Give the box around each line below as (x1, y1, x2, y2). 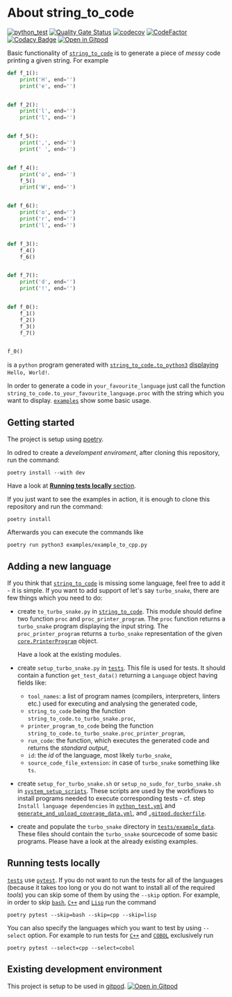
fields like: (17, 678, 47, 687)
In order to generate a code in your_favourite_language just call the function (7, 381, 226, 390)
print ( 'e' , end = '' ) (19, 82, 76, 90)
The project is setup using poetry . (7, 435, 104, 443)
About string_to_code (7, 5, 135, 21)
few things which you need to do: (7, 593, 103, 602)
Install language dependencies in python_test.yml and (17, 801, 176, 810)
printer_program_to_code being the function (27, 721, 154, 730)
